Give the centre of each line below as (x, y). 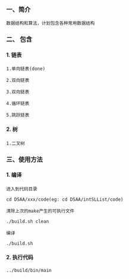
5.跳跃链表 (18, 115)
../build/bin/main (29, 270)
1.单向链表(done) (26, 69)
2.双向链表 (18, 81)
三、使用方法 (25, 160)
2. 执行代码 (20, 257)
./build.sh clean (28, 221)
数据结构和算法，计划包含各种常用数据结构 (51, 23)
